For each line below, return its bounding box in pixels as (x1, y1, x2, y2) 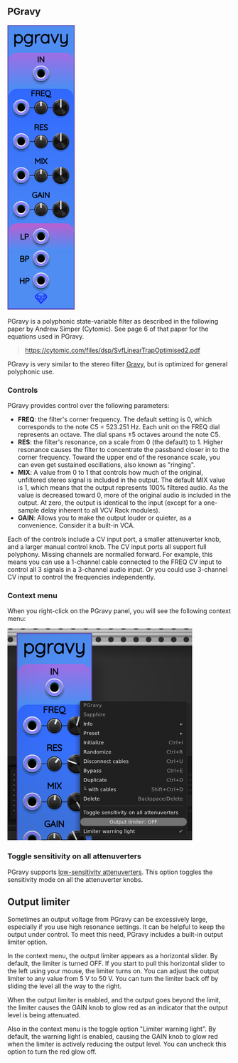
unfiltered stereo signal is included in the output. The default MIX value (17, 476, 226, 484)
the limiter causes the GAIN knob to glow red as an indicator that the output (7, 1003, 229, 1012)
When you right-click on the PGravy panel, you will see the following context (7, 607, 231, 615)
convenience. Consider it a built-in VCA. (17, 521, 135, 530)
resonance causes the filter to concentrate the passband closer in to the (17, 446, 229, 454)
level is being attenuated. (7, 1010, 81, 1019)
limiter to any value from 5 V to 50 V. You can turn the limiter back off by (7, 974, 219, 982)
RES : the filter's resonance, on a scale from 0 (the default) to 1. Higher (17, 438, 224, 446)
